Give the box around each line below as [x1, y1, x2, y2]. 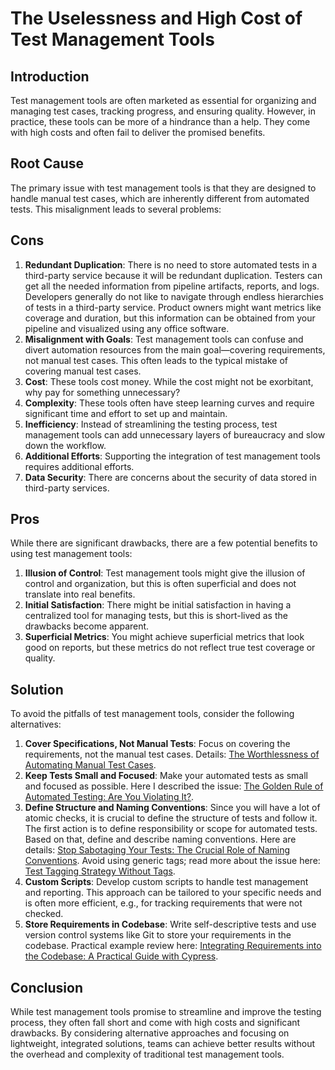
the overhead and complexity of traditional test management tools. [10, 1048, 285, 1061]
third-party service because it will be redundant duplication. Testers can [24, 269, 323, 281]
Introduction [10, 68, 90, 85]
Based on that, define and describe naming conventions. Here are [24, 833, 297, 846]
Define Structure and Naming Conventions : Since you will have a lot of [24, 802, 321, 814]
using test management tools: [10, 548, 133, 560]
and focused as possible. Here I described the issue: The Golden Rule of [24, 780, 324, 792]
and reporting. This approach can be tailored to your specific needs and [24, 887, 322, 899]
